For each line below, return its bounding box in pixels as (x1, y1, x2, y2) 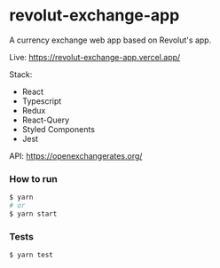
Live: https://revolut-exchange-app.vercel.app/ (9, 51, 181, 62)
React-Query (21, 114, 70, 125)
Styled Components (21, 123, 96, 134)
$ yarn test (9, 250, 53, 260)
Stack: (9, 68, 33, 80)
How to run (9, 172, 58, 185)
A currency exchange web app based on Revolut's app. (9, 35, 212, 45)
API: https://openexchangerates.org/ (9, 150, 143, 161)
